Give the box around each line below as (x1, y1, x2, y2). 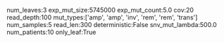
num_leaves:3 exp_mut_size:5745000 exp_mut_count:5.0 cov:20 (6, 6, 194, 14)
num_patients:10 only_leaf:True (6, 28, 97, 36)
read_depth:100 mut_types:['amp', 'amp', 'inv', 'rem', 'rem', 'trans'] (6, 13, 198, 21)
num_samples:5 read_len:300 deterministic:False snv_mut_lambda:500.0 (6, 21, 218, 28)
